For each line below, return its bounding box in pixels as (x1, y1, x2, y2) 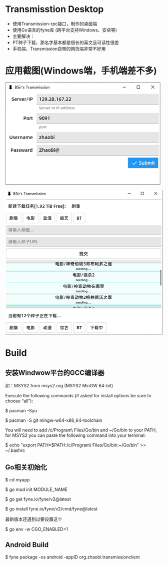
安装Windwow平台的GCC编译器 (5, 368, 104, 377)
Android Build (5, 540, 49, 549)
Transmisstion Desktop (5, 4, 104, 15)
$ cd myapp (5, 476, 30, 482)
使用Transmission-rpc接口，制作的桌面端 (12, 21, 97, 27)
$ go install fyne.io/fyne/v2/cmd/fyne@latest (5, 505, 98, 511)
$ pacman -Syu (5, 407, 37, 413)
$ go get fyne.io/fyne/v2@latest (5, 496, 71, 502)
